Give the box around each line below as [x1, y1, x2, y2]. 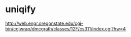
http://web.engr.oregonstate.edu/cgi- [5, 20, 83, 26]
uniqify [5, 4, 36, 15]
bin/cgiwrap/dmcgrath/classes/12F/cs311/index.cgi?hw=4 [5, 25, 126, 31]
